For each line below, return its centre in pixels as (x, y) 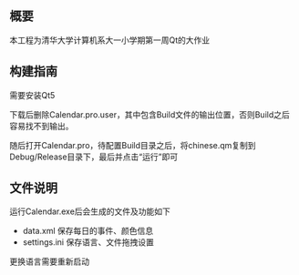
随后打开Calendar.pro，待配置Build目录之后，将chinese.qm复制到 (133, 145)
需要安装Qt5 (32, 95)
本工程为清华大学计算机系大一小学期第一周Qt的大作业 (110, 40)
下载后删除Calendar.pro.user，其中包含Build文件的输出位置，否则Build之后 (149, 114)
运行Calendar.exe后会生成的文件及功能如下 (90, 211)
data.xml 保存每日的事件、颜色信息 (88, 231)
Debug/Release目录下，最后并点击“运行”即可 (94, 157)
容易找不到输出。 (41, 126)
